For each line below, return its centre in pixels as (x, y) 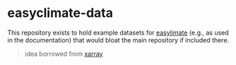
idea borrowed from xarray (64, 54)
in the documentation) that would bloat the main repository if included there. (118, 40)
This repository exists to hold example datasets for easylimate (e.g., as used (118, 32)
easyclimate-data (60, 13)
